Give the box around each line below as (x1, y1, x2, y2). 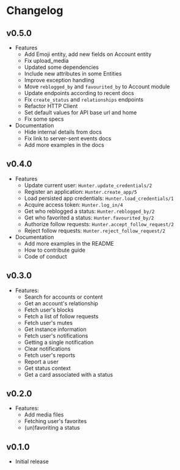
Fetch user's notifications (24, 332, 88, 339)
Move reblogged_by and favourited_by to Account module (24, 83, 170, 90)
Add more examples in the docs (24, 141, 105, 148)
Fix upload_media (24, 57, 69, 64)
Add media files (24, 411, 64, 418)
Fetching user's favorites (24, 418, 87, 425)
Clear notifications (24, 345, 71, 352)
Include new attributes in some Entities (24, 70, 122, 77)
